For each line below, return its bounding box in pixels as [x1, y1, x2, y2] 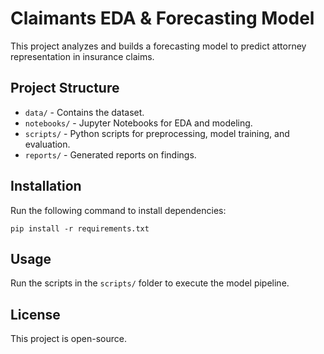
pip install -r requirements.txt [10, 223, 150, 234]
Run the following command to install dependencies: [10, 204, 227, 216]
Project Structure [10, 80, 120, 97]
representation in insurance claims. [10, 50, 155, 62]
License [10, 306, 61, 323]
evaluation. [24, 138, 71, 150]
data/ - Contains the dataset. [24, 106, 145, 118]
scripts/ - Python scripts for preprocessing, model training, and [24, 127, 290, 139]
